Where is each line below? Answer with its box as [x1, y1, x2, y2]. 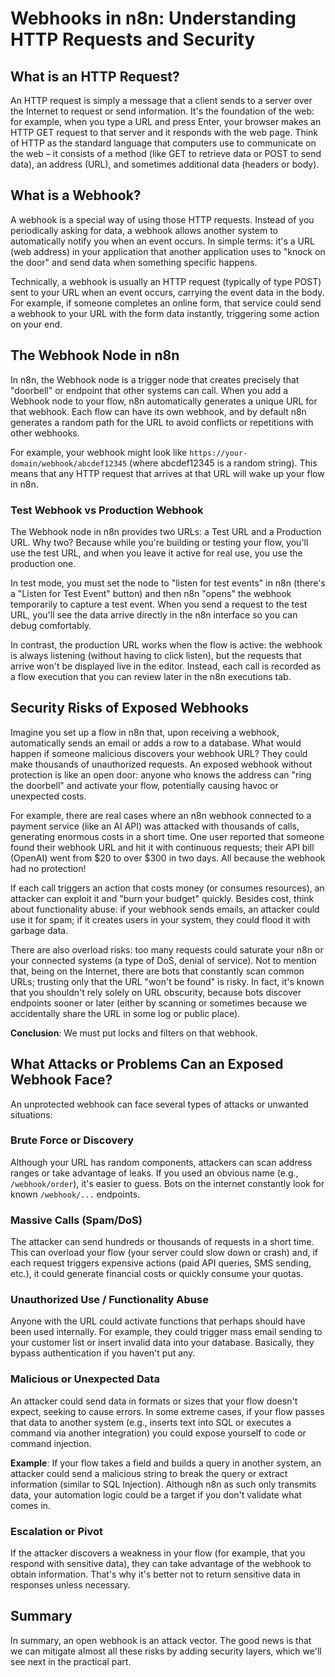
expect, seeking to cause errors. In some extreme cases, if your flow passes [10, 1405, 325, 1417]
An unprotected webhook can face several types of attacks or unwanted [10, 1098, 309, 1110]
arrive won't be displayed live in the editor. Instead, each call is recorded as [10, 660, 322, 672]
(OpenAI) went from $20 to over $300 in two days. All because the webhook [10, 852, 326, 864]
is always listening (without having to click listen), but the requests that [10, 649, 302, 661]
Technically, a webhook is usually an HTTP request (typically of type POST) [10, 275, 322, 287]
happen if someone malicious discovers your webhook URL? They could [10, 747, 308, 759]
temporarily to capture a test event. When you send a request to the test [10, 598, 308, 610]
